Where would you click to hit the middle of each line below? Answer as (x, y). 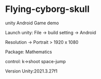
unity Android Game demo (32, 23)
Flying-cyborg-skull (47, 9)
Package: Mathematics (29, 52)
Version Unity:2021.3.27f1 (31, 71)
